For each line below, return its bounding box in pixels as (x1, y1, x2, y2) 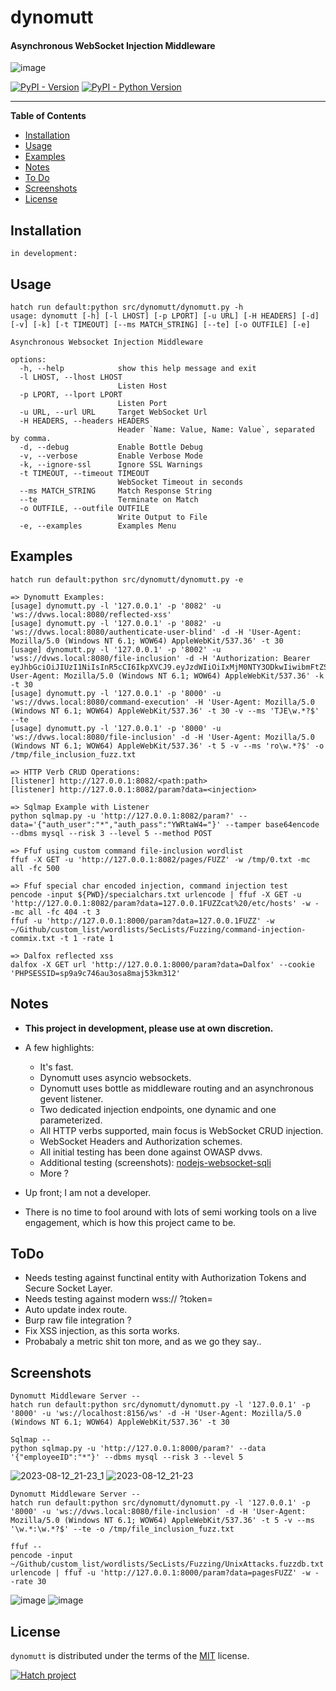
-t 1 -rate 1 (59, 933, 114, 943)
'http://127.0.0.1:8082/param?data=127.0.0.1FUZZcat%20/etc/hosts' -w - (10, 898, 320, 908)
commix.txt (10, 933, 56, 943)
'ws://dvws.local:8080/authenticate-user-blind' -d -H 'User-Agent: (10, 627, 302, 637)
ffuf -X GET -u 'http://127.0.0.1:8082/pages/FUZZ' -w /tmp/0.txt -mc (10, 854, 311, 865)
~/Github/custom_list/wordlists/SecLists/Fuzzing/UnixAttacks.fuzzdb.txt (10, 1559, 325, 1570)
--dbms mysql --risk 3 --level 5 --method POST (10, 828, 213, 838)
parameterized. (39, 1114, 103, 1126)
